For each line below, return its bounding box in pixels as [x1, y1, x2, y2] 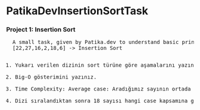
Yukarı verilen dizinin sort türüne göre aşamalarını [14, 62, 176, 69]
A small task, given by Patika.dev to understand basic [12, 39, 179, 46]
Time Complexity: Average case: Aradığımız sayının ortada [14, 86, 191, 93]
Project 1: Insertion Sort [6, 26, 76, 34]
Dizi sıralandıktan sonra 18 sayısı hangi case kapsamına [14, 98, 188, 105]
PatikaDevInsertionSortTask [6, 4, 149, 18]
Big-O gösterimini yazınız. [14, 74, 97, 81]
